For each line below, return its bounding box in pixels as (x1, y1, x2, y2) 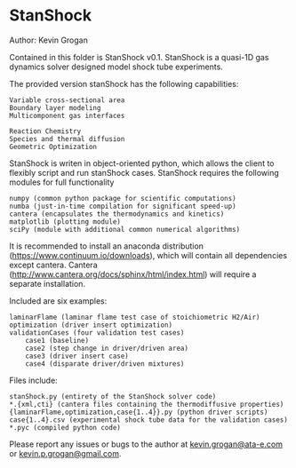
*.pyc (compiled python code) (9, 423, 122, 432)
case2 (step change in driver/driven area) (25, 344, 189, 353)
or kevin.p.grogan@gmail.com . (9, 448, 122, 458)
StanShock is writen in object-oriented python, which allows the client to (9, 157, 275, 169)
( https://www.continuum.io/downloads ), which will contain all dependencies (9, 250, 287, 260)
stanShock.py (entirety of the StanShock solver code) (9, 392, 217, 401)
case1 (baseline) (25, 336, 90, 345)
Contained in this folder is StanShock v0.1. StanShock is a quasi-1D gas (9, 52, 269, 62)
